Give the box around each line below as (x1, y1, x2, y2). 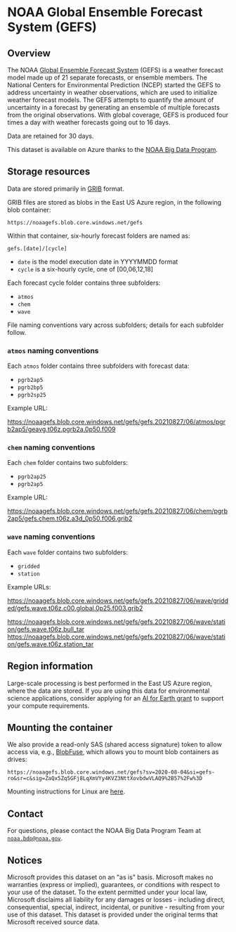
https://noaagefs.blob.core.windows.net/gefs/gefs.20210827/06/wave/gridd (7, 596, 229, 605)
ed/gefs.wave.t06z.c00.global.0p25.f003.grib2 (7, 604, 143, 612)
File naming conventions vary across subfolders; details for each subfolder (7, 321, 224, 329)
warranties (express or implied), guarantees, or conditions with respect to (7, 880, 220, 888)
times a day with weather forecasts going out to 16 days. (7, 118, 171, 127)
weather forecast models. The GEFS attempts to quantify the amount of (7, 96, 214, 104)
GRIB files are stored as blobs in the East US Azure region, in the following (7, 198, 222, 206)
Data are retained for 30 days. (7, 132, 94, 140)
